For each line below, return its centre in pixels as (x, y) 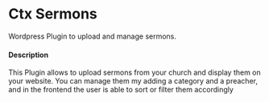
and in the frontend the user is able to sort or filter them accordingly (121, 90)
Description (29, 55)
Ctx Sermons (53, 14)
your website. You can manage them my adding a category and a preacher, (133, 81)
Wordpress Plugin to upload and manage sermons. (93, 36)
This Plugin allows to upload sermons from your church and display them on (135, 72)
